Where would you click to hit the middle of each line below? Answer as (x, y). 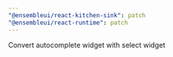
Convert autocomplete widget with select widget (87, 45)
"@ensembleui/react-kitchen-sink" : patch (77, 15)
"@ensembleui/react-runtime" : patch (68, 23)
